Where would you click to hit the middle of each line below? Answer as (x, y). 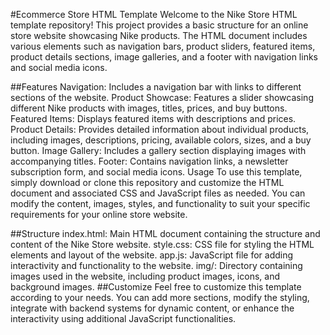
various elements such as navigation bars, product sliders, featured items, (163, 46)
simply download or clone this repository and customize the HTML (147, 182)
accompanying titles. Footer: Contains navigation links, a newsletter (149, 161)
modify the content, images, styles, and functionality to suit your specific (160, 203)
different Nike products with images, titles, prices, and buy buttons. (149, 108)
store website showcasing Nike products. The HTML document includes (159, 35)
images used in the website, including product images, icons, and (145, 276)
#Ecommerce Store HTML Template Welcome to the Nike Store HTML (154, 14)
